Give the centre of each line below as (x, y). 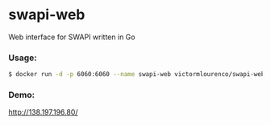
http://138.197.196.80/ (43, 112)
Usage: (23, 58)
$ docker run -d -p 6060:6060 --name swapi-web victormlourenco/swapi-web (137, 75)
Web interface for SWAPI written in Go (72, 37)
